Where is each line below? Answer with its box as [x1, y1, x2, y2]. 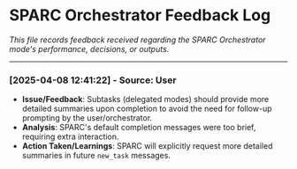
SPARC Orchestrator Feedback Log [9, 5, 271, 26]
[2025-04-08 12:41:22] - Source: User [9, 74, 177, 86]
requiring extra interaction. [21, 131, 119, 142]
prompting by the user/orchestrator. [21, 113, 153, 123]
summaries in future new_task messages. [21, 151, 171, 161]
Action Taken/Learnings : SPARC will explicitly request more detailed [21, 141, 273, 151]
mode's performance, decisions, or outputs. [9, 43, 170, 54]
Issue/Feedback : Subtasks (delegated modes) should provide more [21, 94, 270, 105]
